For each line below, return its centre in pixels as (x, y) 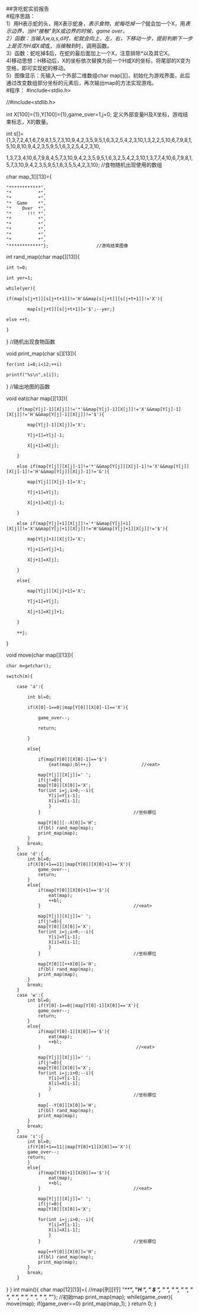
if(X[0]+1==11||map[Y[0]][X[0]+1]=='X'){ (79, 864)
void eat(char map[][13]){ (37, 398)
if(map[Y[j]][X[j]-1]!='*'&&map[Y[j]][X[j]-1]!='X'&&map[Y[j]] (110, 466)
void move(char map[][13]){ (40, 655)
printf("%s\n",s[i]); (33, 375)
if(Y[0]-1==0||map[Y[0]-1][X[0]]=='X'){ (88, 1006)
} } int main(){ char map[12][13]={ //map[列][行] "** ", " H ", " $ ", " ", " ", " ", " (99, 1290)
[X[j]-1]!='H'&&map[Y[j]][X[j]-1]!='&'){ (58, 472)
